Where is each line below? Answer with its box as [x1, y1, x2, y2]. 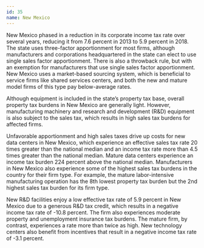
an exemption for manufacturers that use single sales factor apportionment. [6, 63, 195, 71]
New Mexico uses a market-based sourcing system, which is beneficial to [6, 70, 191, 77]
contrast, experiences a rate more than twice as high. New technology [6, 221, 182, 229]
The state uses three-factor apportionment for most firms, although [6, 44, 175, 52]
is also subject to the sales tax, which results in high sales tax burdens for [6, 114, 191, 122]
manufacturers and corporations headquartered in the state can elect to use [6, 50, 197, 58]
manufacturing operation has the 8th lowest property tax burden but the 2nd [6, 177, 197, 185]
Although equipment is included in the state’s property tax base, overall [6, 95, 185, 102]
